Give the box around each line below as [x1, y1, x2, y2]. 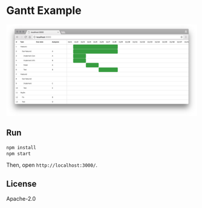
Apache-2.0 [6, 195, 36, 202]
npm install [6, 144, 36, 150]
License [6, 179, 37, 189]
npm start [6, 150, 31, 156]
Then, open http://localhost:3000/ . [6, 161, 98, 169]
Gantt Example [6, 4, 82, 18]
